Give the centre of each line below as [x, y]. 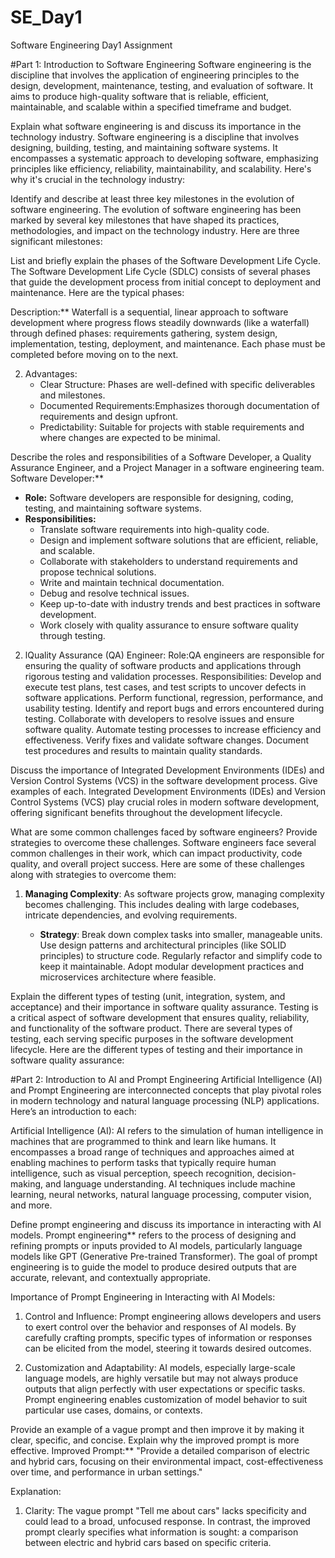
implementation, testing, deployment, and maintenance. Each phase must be [168, 343]
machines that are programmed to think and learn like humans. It [143, 1141]
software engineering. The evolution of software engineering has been [156, 209]
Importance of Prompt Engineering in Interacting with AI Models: [143, 1297]
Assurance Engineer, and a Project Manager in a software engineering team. [167, 467]
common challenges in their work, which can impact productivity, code [156, 853]
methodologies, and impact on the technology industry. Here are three [155, 230]
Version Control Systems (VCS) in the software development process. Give [164, 780]
